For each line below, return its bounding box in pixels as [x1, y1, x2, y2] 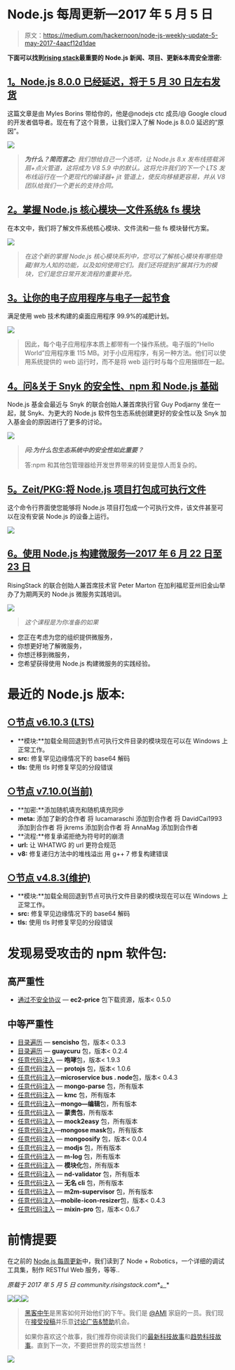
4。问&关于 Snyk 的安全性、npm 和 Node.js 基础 [7, 380, 219, 392]
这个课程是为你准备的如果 [24, 618, 99, 626]
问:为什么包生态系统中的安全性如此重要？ [24, 446, 144, 454]
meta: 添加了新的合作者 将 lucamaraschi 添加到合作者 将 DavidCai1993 [17, 814, 222, 822]
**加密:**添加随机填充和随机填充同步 [17, 806, 124, 814]
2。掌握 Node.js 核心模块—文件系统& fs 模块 [7, 204, 201, 216]
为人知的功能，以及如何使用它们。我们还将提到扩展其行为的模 [39, 261, 217, 269]
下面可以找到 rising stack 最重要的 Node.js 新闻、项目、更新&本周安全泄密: [7, 53, 222, 62]
